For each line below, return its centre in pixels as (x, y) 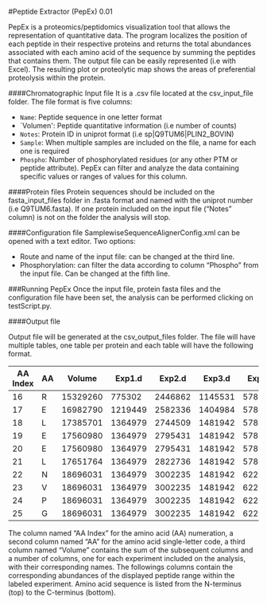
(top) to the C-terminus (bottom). (62, 592)
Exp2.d (173, 378)
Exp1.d (129, 378)
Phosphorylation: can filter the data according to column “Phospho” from (139, 265)
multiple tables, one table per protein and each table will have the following (131, 345)
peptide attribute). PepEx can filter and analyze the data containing (130, 168)
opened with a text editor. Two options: (72, 241)
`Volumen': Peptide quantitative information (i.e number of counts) (128, 126)
